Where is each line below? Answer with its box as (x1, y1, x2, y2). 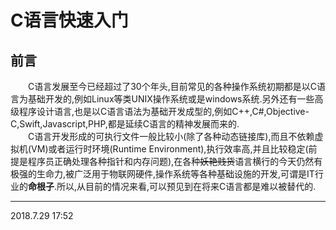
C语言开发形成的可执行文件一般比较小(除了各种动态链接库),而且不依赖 (28, 131, 315, 142)
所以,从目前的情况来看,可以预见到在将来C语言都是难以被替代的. (56, 181, 317, 192)
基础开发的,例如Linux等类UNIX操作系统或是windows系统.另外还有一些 (27, 93, 315, 105)
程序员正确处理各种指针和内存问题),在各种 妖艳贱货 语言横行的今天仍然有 (27, 156, 323, 167)
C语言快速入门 (10, 9, 129, 32)
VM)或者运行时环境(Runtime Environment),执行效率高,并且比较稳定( (31, 143, 309, 155)
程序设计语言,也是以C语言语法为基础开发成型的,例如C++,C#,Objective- (18, 106, 310, 117)
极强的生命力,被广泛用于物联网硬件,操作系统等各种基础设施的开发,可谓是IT (10, 168, 315, 180)
